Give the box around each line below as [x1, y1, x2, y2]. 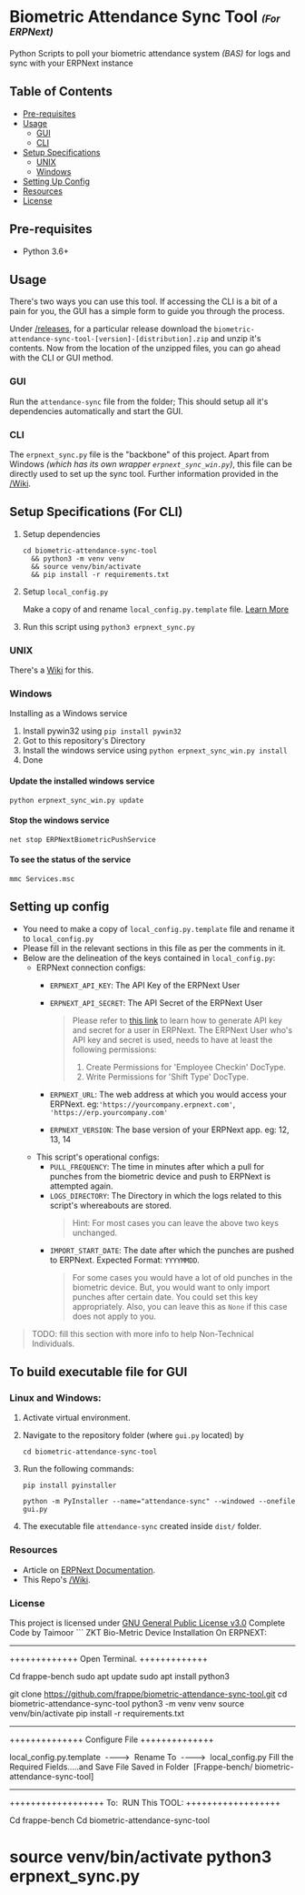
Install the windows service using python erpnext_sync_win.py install [22, 745, 288, 756]
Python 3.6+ [22, 246, 70, 257]
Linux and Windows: [9, 1392, 102, 1404]
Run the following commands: [22, 1464, 134, 1474]
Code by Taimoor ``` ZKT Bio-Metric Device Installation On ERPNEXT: [9, 1627, 268, 1638]
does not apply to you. [72, 1311, 157, 1322]
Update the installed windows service [9, 775, 155, 786]
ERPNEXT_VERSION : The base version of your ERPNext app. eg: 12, [49, 1124, 290, 1135]
